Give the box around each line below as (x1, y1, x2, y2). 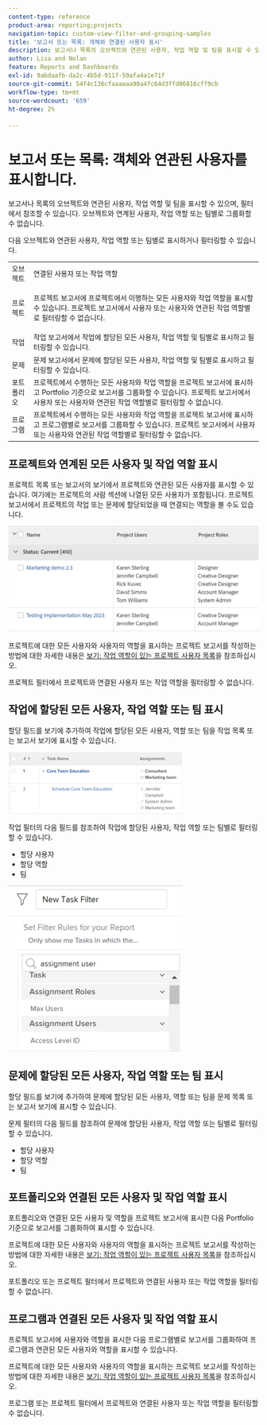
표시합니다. (8, 171, 78, 189)
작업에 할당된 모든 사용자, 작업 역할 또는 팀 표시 (8, 703, 224, 717)
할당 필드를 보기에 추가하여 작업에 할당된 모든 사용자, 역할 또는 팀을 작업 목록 (8, 726, 246, 735)
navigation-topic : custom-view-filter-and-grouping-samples (8, 29, 212, 37)
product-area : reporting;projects (8, 21, 123, 29)
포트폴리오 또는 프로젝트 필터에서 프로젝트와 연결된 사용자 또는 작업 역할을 (8, 1276, 238, 1287)
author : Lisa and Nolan (8, 55, 87, 63)
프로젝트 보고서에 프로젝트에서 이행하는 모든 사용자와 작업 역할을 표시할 (33, 293, 253, 303)
